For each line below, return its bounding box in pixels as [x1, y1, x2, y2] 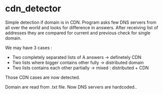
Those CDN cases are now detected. [5, 74, 81, 80]
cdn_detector [5, 3, 61, 14]
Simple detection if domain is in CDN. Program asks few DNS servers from [5, 19, 157, 25]
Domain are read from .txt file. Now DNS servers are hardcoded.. [5, 84, 137, 90]
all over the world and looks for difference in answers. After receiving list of [5, 24, 159, 30]
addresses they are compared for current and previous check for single [5, 30, 151, 36]
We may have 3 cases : [5, 45, 53, 50]
